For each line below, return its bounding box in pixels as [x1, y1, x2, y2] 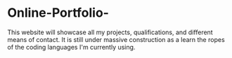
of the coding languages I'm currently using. [7, 43, 136, 51]
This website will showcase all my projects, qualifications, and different [7, 28, 213, 36]
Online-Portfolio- [7, 5, 109, 21]
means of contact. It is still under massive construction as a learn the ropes [7, 35, 225, 43]
